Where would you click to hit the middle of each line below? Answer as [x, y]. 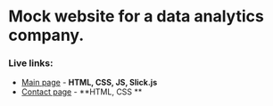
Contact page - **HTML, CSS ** [82, 92]
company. [46, 35]
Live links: [31, 63]
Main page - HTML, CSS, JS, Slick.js [89, 83]
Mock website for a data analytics [136, 16]
